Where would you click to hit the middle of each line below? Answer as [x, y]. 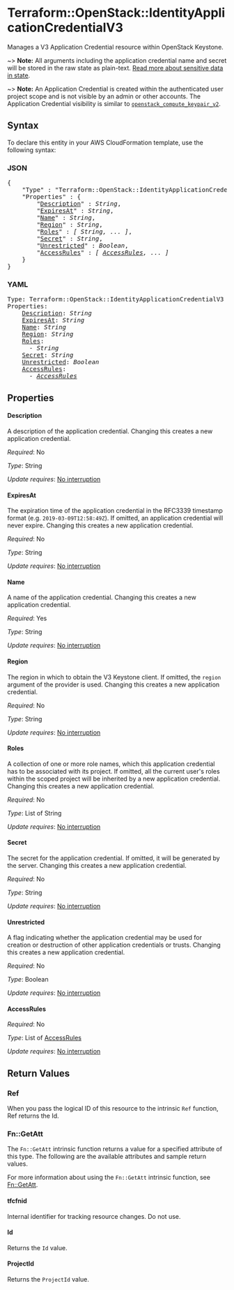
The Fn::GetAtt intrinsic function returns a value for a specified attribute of [115, 1149]
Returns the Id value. [37, 1247]
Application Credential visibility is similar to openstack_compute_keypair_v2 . [114, 103]
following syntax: [32, 150]
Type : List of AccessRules [45, 1038]
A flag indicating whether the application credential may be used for [104, 938]
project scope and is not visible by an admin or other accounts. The [104, 96]
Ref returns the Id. [33, 1116]
